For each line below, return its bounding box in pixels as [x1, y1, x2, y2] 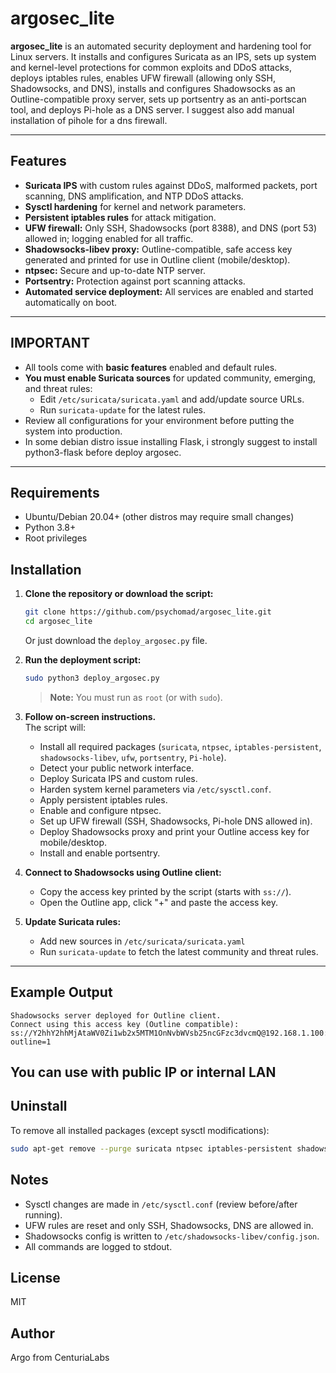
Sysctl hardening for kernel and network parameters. [24, 200, 247, 212]
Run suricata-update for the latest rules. [39, 403, 207, 416]
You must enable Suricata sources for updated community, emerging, [24, 372, 317, 384]
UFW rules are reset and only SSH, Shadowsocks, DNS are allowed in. [24, 1219, 314, 1231]
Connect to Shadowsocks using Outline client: [24, 866, 222, 878]
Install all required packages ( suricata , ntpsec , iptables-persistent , [39, 740, 322, 752]
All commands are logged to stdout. [24, 1240, 173, 1252]
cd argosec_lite [24, 617, 93, 627]
